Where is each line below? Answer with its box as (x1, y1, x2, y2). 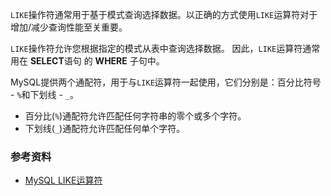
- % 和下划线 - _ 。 (10, 89, 80, 100)
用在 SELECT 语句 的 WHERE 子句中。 (10, 55, 165, 67)
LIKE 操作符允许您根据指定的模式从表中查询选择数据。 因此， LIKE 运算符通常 (10, 43, 321, 54)
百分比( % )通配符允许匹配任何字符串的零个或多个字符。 (24, 110, 247, 122)
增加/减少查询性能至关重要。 (10, 21, 128, 33)
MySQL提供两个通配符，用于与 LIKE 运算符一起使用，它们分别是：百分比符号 (10, 76, 322, 88)
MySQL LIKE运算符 (24, 174, 103, 187)
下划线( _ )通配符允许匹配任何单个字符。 (24, 123, 186, 134)
